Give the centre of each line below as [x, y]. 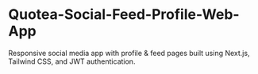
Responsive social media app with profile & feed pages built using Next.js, [129, 53]
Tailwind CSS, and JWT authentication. [72, 61]
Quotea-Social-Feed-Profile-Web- [124, 15]
